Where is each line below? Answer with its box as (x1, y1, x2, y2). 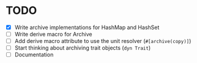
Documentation (14, 51, 54, 58)
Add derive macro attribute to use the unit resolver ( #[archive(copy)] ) (14, 38, 191, 45)
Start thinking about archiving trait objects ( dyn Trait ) (14, 44, 151, 51)
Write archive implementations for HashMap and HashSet (14, 24, 160, 31)
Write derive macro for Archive (14, 31, 92, 38)
